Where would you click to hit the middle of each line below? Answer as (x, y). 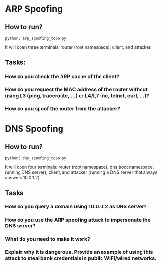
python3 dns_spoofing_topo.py (36, 158)
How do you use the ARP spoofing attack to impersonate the (78, 220)
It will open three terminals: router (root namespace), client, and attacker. (79, 47)
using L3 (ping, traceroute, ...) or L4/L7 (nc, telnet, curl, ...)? (77, 96)
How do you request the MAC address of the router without (76, 90)
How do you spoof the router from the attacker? (63, 109)
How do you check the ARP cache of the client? (62, 77)
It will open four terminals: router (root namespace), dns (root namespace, (80, 167)
